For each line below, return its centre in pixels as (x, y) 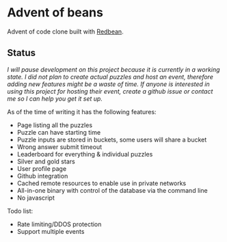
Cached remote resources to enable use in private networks (102, 183)
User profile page (42, 168)
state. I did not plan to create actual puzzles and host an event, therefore (110, 77)
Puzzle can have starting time (59, 132)
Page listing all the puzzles (55, 125)
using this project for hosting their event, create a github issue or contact (110, 91)
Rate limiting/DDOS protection (59, 224)
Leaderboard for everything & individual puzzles (85, 154)
